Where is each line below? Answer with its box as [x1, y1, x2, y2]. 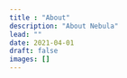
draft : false [9, 47, 59, 56]
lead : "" [9, 30, 42, 39]
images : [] [9, 55, 50, 64]
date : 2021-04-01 [9, 38, 75, 48]
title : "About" [9, 13, 70, 22]
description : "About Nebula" [9, 22, 119, 30]
